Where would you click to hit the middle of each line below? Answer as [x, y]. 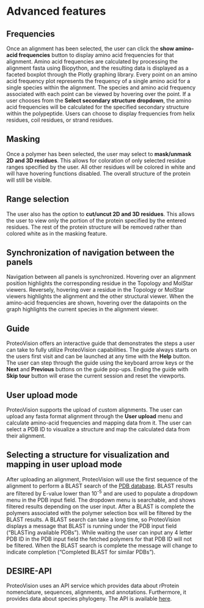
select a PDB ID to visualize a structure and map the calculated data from [98, 429]
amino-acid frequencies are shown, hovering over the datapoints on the [97, 303]
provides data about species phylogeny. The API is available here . [89, 599]
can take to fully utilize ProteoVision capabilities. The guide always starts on [102, 350]
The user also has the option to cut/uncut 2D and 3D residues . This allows [100, 214]
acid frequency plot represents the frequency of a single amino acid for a [98, 81]
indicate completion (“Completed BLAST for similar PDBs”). [81, 552]
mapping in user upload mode [64, 465]
